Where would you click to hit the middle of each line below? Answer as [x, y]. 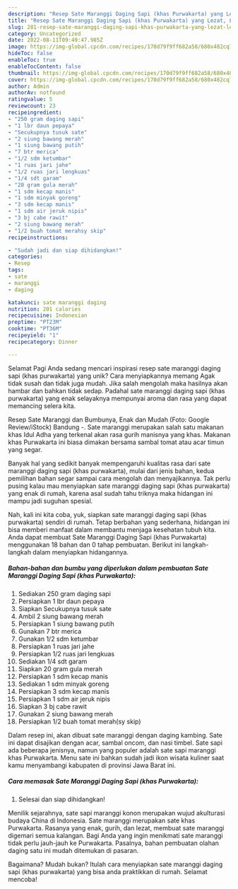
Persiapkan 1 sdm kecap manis [63, 676]
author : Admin [29, 86]
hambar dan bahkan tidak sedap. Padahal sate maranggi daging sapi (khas [117, 390]
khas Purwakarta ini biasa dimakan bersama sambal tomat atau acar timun [116, 442]
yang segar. [25, 449]
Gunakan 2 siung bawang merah [66, 714]
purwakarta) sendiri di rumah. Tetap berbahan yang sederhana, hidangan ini [119, 522]
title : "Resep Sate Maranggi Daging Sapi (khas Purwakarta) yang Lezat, [117, 21]
